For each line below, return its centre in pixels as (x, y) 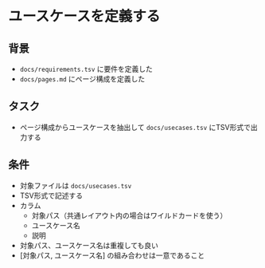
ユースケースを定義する (84, 16)
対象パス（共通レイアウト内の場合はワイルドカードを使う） (129, 215)
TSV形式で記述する (51, 195)
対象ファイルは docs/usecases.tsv (76, 185)
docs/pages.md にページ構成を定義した (82, 79)
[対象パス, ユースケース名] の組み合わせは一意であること (112, 255)
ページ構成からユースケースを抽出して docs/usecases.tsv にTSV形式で (135, 127)
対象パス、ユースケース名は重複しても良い (89, 245)
